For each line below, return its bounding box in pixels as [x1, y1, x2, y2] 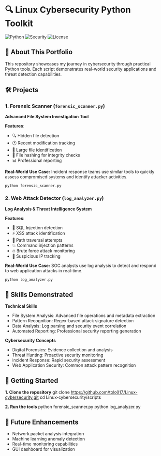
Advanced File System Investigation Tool [5, 114, 89, 120]
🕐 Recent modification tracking [12, 140, 75, 146]
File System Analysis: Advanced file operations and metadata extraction [12, 313, 156, 318]
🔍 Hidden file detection [12, 133, 59, 139]
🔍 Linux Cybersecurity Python [5, 4, 131, 16]
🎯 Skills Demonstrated [5, 290, 73, 299]
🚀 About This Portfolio [5, 48, 73, 56]
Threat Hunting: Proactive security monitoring [12, 352, 103, 358]
